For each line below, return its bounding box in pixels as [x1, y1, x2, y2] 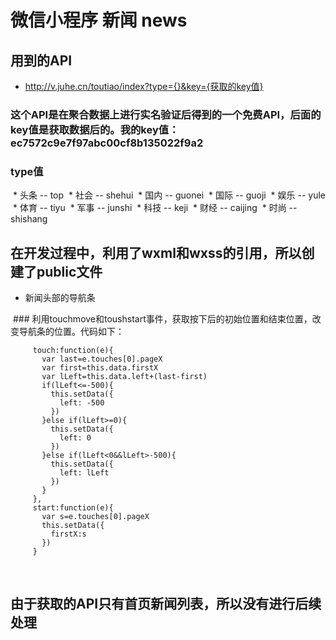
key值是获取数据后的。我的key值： [10, 122, 180, 136]
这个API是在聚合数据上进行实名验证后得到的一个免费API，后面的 [10, 107, 322, 121]
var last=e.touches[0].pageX [41, 354, 163, 365]
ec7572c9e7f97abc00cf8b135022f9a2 [10, 136, 204, 150]
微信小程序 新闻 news [10, 9, 188, 32]
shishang [10, 213, 48, 225]
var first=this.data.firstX [41, 363, 159, 373]
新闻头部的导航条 [24, 292, 96, 304]
